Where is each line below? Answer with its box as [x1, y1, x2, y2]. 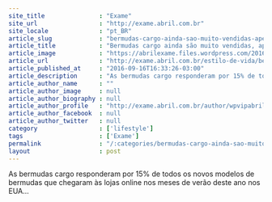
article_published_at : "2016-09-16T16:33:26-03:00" [8, 65, 205, 73]
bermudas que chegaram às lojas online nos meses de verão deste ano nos [8, 178, 261, 187]
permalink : [8, 139, 104, 148]
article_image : [8, 49, 104, 57]
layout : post [8, 147, 121, 155]
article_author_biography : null [8, 95, 121, 103]
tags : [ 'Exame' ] [8, 132, 139, 140]
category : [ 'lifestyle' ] [8, 124, 154, 133]
